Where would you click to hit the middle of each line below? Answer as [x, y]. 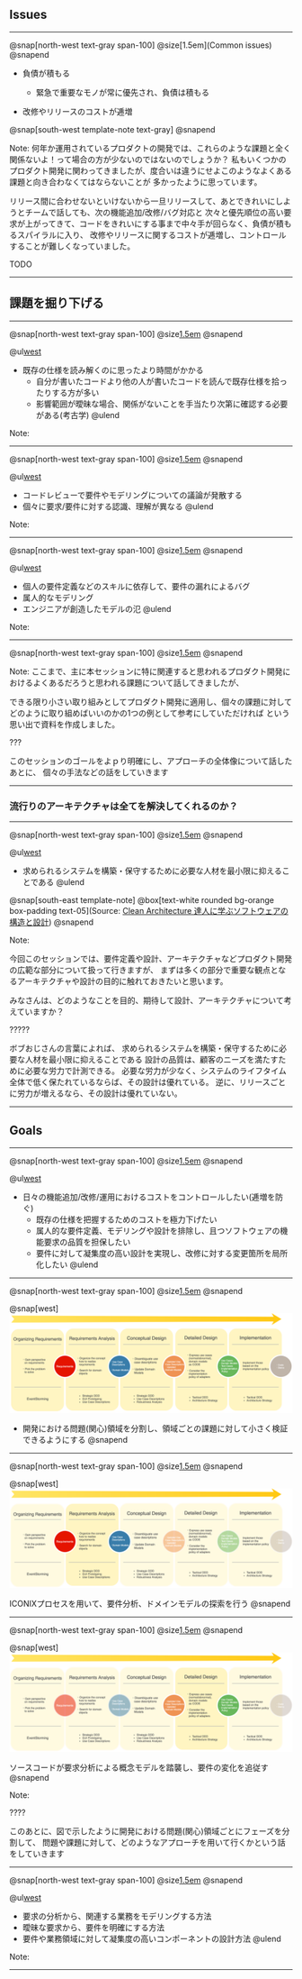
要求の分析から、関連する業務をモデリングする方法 [117, 1916]
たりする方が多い [67, 392]
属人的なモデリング [58, 597]
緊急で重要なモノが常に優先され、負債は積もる [122, 92]
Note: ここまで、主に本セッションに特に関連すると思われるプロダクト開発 [146, 671]
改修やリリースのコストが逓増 [77, 111]
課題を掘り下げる [57, 303]
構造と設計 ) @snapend [52, 922]
